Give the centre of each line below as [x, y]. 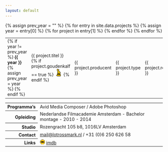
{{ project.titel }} [47, 55]
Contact [27, 134]
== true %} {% [50, 74]
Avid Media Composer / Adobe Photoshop [83, 106]
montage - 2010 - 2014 [65, 119]
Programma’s [21, 107]
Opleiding [25, 117]
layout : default [22, 10]
